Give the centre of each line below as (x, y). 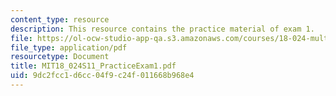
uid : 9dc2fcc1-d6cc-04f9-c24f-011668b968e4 (102, 76)
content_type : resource (60, 19)
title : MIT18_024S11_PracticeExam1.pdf (93, 66)
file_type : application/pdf (69, 47)
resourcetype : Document (60, 57)
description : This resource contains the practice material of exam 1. (162, 29)
